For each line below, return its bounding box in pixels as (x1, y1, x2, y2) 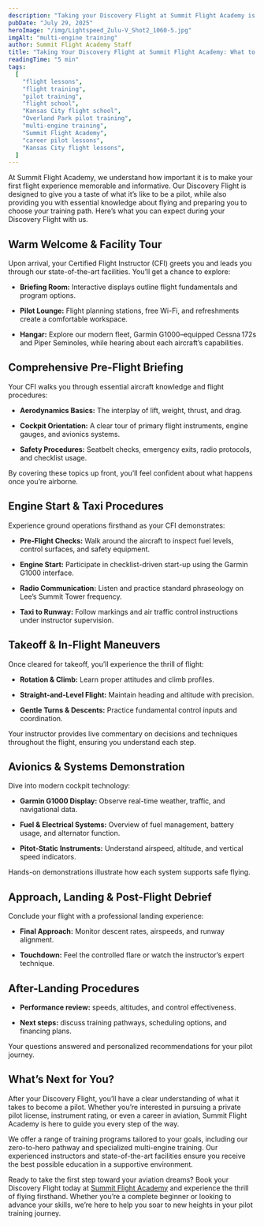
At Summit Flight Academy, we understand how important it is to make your (8, 173, 253, 182)
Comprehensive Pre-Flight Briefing (8, 361, 184, 374)
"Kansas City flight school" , (22, 107, 122, 115)
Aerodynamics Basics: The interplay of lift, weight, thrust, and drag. (19, 405, 242, 415)
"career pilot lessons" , (22, 136, 104, 145)
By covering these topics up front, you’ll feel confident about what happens (8, 468, 254, 478)
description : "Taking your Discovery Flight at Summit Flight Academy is (8, 11, 256, 20)
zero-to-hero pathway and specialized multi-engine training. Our (8, 1142, 218, 1152)
